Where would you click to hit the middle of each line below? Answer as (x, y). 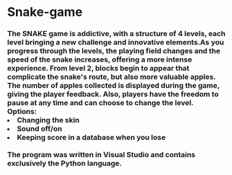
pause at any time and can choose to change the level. (100, 103)
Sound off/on (39, 129)
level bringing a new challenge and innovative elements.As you (116, 42)
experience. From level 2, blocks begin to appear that (98, 68)
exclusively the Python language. (65, 163)
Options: (22, 111)
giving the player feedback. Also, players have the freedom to (113, 94)
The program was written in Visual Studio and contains (101, 155)
